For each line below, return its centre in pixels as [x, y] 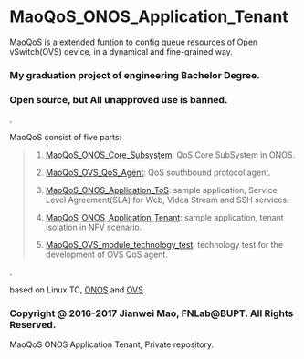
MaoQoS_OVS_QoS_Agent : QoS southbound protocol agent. [158, 173]
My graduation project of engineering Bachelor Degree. [135, 75]
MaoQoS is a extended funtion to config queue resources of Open [134, 42]
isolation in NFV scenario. [94, 227]
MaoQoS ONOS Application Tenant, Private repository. [112, 344]
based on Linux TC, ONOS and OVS [76, 290]
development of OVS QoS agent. [107, 255]
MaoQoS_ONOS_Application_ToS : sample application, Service [161, 190]
